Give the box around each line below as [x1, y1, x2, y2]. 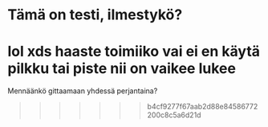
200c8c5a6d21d [147, 110, 201, 120]
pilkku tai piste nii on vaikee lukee [7, 59, 236, 78]
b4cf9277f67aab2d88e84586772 [147, 102, 258, 112]
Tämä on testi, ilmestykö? [7, 6, 183, 24]
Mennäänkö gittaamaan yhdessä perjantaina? [7, 86, 158, 96]
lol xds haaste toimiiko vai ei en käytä [7, 43, 261, 61]
